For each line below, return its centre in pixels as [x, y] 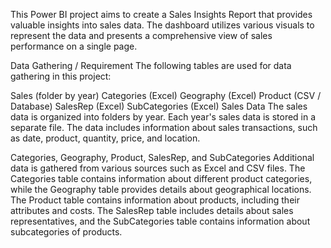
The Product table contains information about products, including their [155, 200]
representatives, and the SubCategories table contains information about [160, 221]
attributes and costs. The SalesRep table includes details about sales [152, 210]
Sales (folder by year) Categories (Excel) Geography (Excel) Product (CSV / [166, 95]
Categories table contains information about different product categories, [161, 178]
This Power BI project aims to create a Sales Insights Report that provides [161, 14]
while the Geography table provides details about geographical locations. [161, 189]
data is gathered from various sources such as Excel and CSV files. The [158, 168]
